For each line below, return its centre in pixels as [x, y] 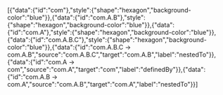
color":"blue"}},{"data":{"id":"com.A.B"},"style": [76, 17]
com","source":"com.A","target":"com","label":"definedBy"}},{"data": [107, 70]
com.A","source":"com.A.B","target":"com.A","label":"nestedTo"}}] [103, 84]
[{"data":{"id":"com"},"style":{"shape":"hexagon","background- [99, 10]
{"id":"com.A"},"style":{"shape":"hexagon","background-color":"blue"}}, [112, 32]
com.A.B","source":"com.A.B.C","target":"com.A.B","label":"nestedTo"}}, [112, 54]
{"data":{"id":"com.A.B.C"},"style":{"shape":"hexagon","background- [107, 40]
